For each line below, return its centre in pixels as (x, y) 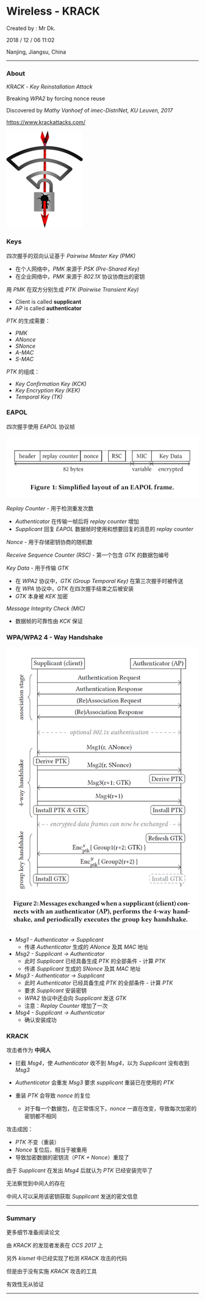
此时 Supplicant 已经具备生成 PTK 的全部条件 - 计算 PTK (95, 961)
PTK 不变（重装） (37, 1142)
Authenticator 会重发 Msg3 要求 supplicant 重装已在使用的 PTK (95, 1082)
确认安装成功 (40, 1019)
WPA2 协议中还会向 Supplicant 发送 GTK (75, 998)
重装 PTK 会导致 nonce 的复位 (52, 1095)
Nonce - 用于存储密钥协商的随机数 (49, 542)
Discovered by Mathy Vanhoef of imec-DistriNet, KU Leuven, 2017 (90, 111)
